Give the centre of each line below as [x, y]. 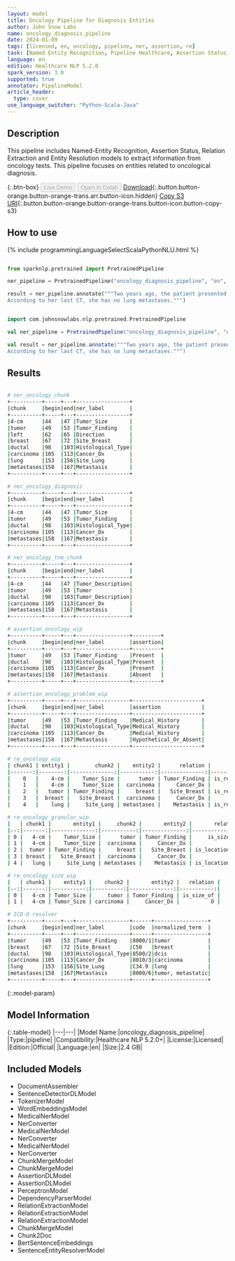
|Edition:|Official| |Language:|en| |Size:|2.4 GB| [75, 1047]
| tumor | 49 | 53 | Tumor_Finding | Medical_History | [106, 720]
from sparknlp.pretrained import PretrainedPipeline [86, 269]
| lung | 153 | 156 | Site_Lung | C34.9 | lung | [109, 967]
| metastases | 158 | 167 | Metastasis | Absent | [86, 675]
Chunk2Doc [35, 1235]
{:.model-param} [31, 993]
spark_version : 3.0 [36, 72]
